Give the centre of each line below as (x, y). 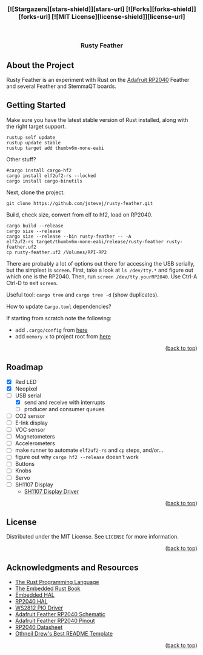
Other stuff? (21, 159)
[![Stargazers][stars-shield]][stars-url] (66, 9)
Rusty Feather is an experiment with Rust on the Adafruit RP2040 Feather (98, 80)
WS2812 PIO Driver (39, 608)
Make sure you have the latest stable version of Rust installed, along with (97, 119)
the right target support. (36, 126)
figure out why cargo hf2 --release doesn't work (77, 457)
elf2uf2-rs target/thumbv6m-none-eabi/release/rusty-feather (85, 241)
